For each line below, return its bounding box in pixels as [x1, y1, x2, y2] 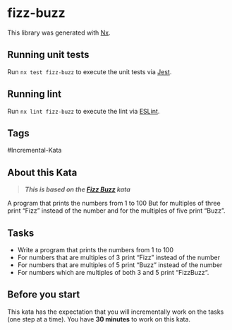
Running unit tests [7, 49, 90, 61]
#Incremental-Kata [7, 146, 62, 155]
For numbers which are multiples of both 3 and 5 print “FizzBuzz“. [17, 269, 209, 276]
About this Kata [7, 166, 78, 178]
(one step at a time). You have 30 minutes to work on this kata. [7, 314, 191, 323]
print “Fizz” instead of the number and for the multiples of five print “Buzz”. [7, 206, 226, 215]
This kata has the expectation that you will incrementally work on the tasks [7, 307, 224, 316]
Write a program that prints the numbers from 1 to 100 [17, 246, 174, 254]
